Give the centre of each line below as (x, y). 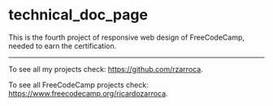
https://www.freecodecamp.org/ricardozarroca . (88, 93)
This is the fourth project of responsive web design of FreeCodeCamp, (127, 37)
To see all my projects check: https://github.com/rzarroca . (106, 69)
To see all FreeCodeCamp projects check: (78, 85)
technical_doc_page (78, 15)
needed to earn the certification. (63, 45)
